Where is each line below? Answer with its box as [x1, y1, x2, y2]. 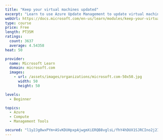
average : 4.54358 [9, 43, 45, 48]
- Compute [9, 114, 29, 119]
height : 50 [17, 83, 40, 88]
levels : [5, 92, 21, 97]
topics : [5, 105, 21, 110]
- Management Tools [9, 119, 49, 124]
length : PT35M [5, 30, 34, 34]
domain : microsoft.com [9, 65, 55, 70]
